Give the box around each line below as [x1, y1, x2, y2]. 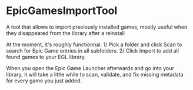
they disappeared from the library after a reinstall [6, 29, 125, 36]
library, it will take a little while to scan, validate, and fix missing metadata [6, 71, 184, 78]
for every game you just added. [6, 77, 82, 84]
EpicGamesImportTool [6, 4, 118, 18]
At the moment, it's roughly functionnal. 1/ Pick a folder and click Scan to [6, 41, 182, 48]
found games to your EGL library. [6, 53, 86, 60]
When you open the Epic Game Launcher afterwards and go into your [6, 64, 175, 71]
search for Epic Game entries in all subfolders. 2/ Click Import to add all [6, 47, 179, 54]
